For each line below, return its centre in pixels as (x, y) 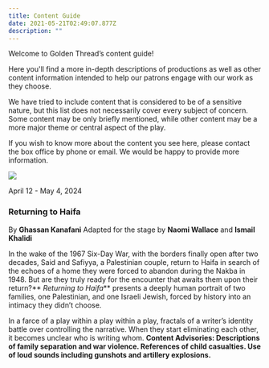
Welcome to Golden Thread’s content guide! (81, 54)
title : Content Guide (45, 16)
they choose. (30, 86)
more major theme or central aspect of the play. (87, 128)
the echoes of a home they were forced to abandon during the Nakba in (127, 271)
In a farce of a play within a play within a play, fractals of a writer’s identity (131, 320)
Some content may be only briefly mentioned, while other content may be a (133, 119)
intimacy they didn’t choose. (55, 305)
